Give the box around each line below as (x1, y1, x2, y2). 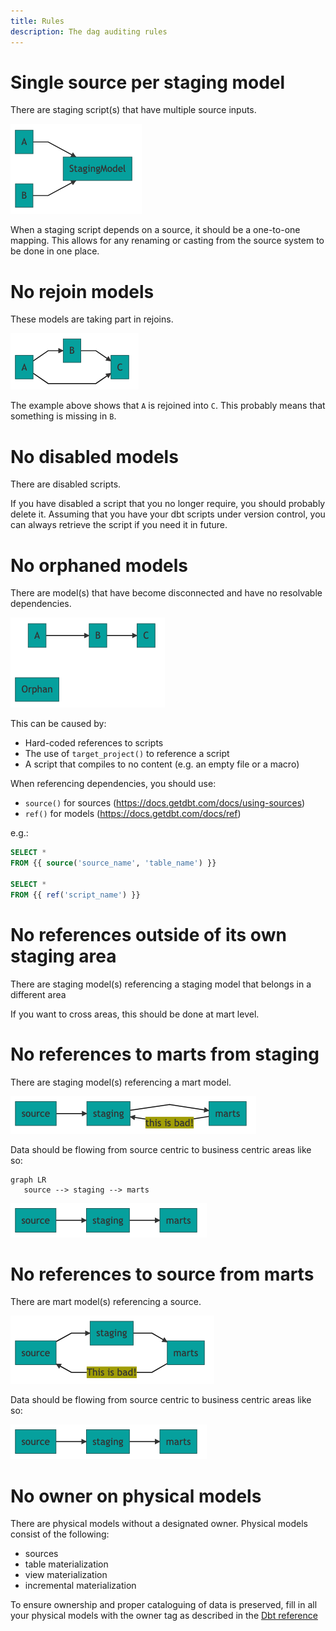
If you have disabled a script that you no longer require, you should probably (10, 498, 326, 510)
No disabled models (10, 445, 179, 468)
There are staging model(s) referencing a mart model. (10, 1076, 232, 1088)
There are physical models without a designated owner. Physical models (10, 1518, 308, 1530)
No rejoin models (10, 280, 155, 303)
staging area (10, 945, 117, 967)
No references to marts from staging (10, 1043, 320, 1065)
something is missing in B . (10, 410, 117, 422)
